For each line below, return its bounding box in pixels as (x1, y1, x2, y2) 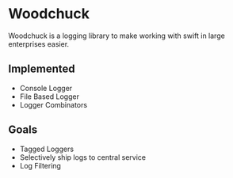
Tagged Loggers (19, 144, 74, 153)
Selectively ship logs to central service (19, 152, 147, 162)
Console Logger (19, 83, 73, 93)
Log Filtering (19, 161, 62, 170)
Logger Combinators (19, 100, 88, 109)
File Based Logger (19, 92, 79, 101)
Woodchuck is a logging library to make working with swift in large (8, 31, 226, 40)
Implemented (8, 62, 75, 76)
